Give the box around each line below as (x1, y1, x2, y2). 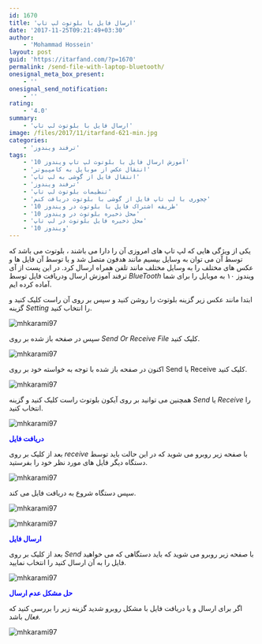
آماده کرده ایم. (9, 279, 52, 289)
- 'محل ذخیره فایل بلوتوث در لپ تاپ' (23, 217, 148, 225)
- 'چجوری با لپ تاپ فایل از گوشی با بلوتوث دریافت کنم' (23, 195, 211, 203)
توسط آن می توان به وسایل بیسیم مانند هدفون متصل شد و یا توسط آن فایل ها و (9, 254, 243, 264)
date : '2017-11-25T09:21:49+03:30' (9, 26, 126, 34)
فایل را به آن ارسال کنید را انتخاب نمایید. (9, 558, 127, 567)
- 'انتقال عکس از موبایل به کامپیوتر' (23, 166, 151, 174)
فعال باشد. (9, 612, 41, 621)
